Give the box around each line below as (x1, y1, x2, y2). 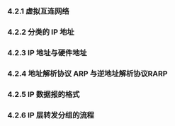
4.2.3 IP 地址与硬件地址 (7, 47, 87, 57)
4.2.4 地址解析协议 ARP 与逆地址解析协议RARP (7, 69, 168, 79)
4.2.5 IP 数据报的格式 (7, 89, 80, 99)
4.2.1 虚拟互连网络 (7, 6, 69, 16)
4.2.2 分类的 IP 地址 (7, 27, 74, 37)
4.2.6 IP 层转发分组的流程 (7, 110, 94, 120)
